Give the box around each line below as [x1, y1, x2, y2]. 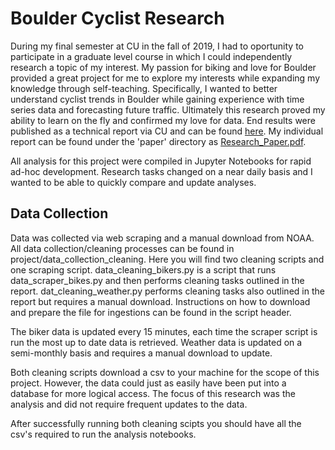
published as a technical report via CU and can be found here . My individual [10, 125, 324, 137]
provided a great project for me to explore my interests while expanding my [10, 72, 321, 84]
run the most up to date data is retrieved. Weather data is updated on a [10, 336, 303, 348]
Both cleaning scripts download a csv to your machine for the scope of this [10, 366, 320, 378]
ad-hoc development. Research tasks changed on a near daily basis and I [10, 165, 313, 177]
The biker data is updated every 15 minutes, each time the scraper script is [10, 325, 318, 337]
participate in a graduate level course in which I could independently [10, 50, 293, 62]
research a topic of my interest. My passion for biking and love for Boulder [10, 61, 317, 73]
